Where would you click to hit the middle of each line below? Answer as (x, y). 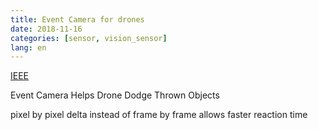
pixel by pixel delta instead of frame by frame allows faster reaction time (159, 115)
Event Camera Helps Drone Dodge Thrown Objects (115, 95)
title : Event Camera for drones (77, 19)
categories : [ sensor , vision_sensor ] (89, 38)
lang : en (28, 47)
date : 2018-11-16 (46, 29)
